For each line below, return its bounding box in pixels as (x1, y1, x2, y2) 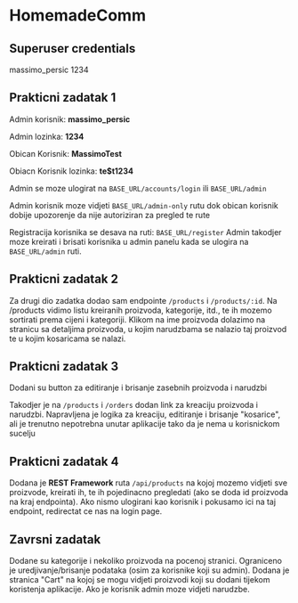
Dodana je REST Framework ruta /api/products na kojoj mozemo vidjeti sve (9, 477, 287, 488)
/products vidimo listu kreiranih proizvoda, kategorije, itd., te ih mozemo (9, 305, 273, 315)
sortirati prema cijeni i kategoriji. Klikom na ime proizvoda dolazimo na (9, 314, 266, 325)
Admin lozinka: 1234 (9, 131, 85, 142)
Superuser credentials (9, 41, 136, 56)
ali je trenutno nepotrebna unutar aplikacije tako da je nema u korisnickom (9, 419, 280, 429)
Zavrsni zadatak (9, 532, 101, 547)
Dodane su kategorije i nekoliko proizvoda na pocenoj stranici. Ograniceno (9, 556, 283, 566)
